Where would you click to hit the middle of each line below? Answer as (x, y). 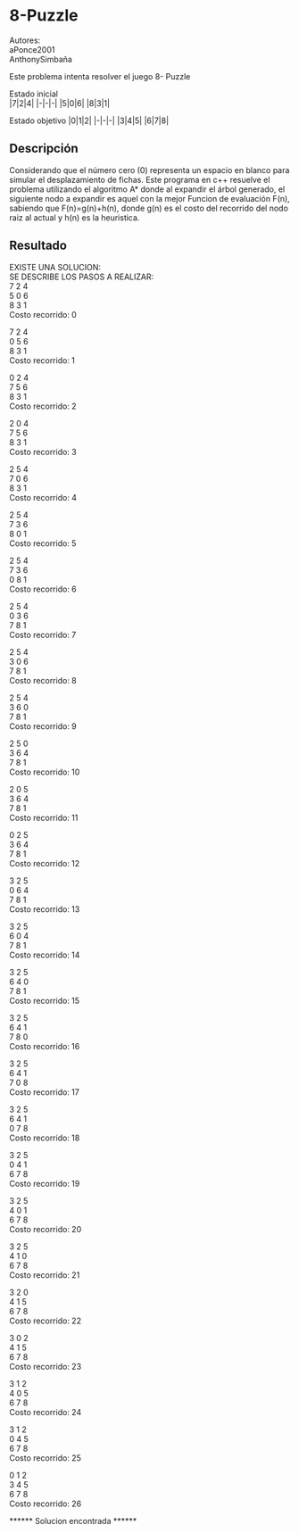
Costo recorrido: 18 (45, 1138)
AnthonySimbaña (41, 59)
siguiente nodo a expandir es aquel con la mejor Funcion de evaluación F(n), (149, 198)
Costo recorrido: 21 (45, 1275)
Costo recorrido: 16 (45, 1046)
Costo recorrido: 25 (46, 1458)
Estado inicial (33, 94)
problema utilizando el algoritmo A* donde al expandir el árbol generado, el (147, 189)
